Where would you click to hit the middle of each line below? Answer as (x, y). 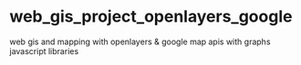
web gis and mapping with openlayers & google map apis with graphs (140, 42)
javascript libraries (44, 51)
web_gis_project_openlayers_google (151, 17)
